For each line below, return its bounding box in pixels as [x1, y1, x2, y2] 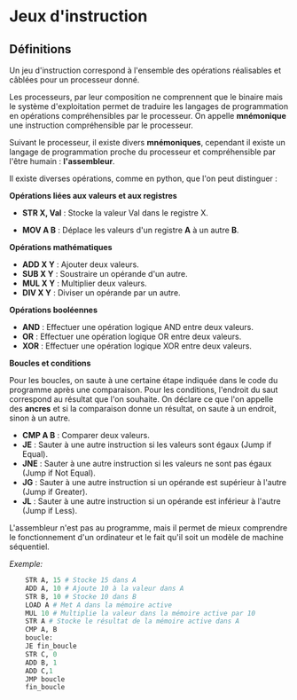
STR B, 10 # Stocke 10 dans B [25, 592, 137, 601]
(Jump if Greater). [21, 486, 89, 497]
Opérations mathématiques [9, 242, 113, 252]
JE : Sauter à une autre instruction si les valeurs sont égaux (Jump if [21, 439, 272, 450]
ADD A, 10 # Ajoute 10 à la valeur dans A [25, 584, 184, 593]
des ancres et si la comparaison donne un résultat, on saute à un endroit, [9, 404, 277, 413]
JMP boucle [25, 674, 66, 684]
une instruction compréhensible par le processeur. [9, 120, 193, 130]
